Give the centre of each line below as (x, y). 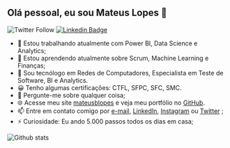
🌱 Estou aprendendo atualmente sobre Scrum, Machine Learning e (113, 58)
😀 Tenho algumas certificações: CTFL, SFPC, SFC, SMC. (100, 87)
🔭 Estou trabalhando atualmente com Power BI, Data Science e (107, 43)
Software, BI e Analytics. (53, 80)
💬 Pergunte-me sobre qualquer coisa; (71, 95)
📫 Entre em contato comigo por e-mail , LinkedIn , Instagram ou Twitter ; (120, 111)
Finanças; (31, 65)
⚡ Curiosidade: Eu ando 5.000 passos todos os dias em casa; (105, 121)
